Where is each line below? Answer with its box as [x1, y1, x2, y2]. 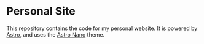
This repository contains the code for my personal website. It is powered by [6, 24, 198, 32]
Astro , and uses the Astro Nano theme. [6, 31, 105, 38]
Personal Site [6, 4, 76, 18]
